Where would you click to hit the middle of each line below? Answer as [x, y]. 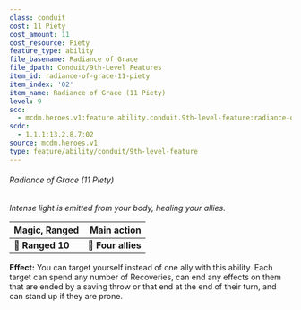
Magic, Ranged [47, 230]
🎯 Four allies [115, 245]
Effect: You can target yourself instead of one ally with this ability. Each [141, 267]
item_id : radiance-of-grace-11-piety [80, 76]
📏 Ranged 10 [42, 245]
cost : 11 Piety [38, 26]
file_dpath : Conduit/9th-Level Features [86, 68]
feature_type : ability [52, 51]
